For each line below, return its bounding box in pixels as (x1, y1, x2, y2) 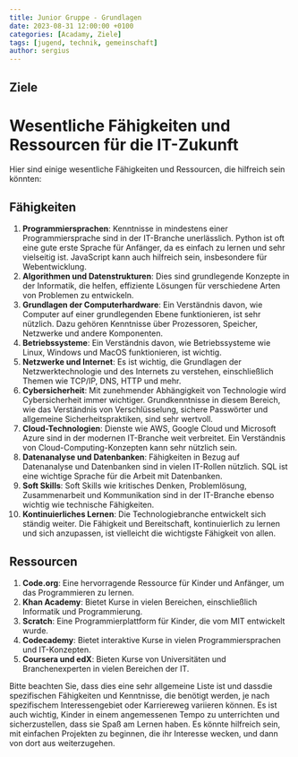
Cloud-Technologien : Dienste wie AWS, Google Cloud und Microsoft (21, 423, 277, 434)
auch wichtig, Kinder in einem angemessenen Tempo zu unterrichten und (9, 710, 280, 720)
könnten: (9, 174, 42, 185)
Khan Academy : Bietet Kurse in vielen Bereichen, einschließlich (21, 597, 258, 607)
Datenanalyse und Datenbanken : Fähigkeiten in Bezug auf (21, 452, 240, 462)
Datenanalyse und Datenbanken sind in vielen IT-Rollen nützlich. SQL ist (21, 461, 288, 472)
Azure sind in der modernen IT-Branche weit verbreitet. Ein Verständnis (21, 433, 286, 443)
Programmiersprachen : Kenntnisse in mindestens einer (21, 223, 228, 234)
